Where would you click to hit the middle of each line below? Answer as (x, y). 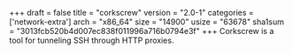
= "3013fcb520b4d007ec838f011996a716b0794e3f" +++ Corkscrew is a (142, 31)
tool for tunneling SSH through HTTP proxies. (92, 40)
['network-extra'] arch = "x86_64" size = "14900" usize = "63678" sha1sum (147, 22)
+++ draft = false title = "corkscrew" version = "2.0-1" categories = (131, 13)
